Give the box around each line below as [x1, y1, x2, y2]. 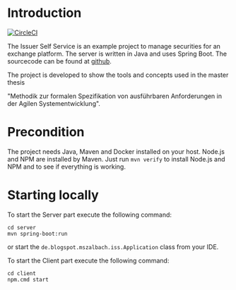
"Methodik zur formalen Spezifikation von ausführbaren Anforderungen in [7, 92, 223, 100]
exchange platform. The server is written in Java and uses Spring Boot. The [7, 49, 228, 58]
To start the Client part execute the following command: [7, 256, 170, 265]
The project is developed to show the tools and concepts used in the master [7, 71, 229, 79]
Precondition [7, 124, 85, 140]
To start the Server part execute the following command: [7, 210, 172, 219]
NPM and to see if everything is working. [7, 162, 126, 171]
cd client [7, 270, 37, 277]
